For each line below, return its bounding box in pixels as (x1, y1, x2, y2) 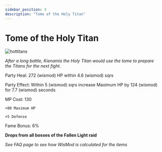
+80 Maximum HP (5, 106, 36, 111)
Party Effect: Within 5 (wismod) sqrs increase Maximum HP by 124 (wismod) (5, 82, 158, 88)
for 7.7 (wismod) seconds (5, 87, 56, 93)
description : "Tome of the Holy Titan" (5, 12, 86, 17)
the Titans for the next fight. (5, 63, 61, 69)
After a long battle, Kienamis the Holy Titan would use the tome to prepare (5, 58, 154, 64)
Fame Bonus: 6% (5, 123, 40, 129)
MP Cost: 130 (5, 97, 32, 102)
